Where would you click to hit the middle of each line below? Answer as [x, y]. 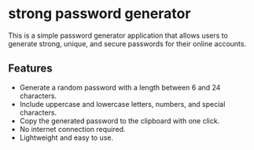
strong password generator [99, 14]
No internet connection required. [72, 129]
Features [30, 69]
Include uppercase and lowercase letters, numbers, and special [122, 104]
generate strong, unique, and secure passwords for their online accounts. [127, 43]
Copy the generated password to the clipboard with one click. [120, 121]
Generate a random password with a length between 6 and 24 [120, 87]
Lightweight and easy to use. [66, 137]
